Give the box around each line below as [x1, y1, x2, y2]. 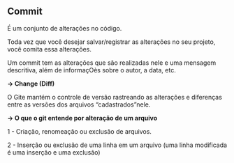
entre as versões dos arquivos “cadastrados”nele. [7, 100, 151, 109]
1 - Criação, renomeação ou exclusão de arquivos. [7, 127, 152, 135]
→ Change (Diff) [7, 79, 55, 88]
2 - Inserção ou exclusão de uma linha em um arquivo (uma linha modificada [7, 141, 228, 149]
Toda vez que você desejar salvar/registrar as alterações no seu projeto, [7, 38, 216, 46]
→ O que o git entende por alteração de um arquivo [7, 114, 158, 122]
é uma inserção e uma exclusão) [7, 148, 101, 156]
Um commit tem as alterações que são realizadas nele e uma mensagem [7, 59, 217, 67]
